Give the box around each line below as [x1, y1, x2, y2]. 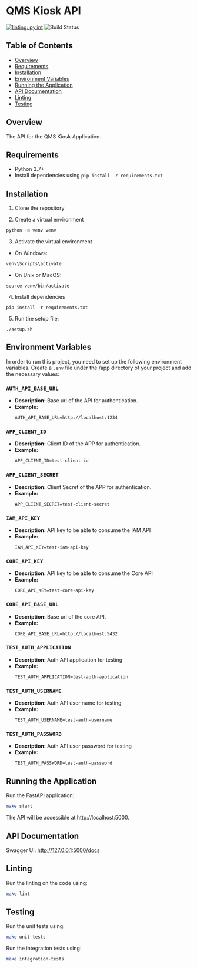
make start [6, 803, 33, 810]
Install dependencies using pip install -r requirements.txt [14, 172, 163, 179]
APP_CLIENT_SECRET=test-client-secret [14, 501, 110, 507]
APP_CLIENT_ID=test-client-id [14, 458, 89, 464]
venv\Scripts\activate [6, 261, 62, 267]
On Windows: [14, 249, 48, 257]
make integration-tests [6, 956, 65, 962]
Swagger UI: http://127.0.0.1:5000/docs [6, 847, 100, 854]
